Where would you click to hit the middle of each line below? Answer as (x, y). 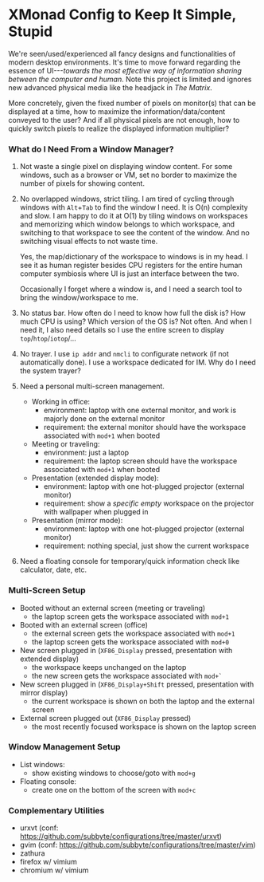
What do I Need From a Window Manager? (91, 149)
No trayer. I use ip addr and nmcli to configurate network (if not (124, 354)
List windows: (42, 764)
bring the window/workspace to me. (79, 297)
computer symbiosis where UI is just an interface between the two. (129, 274)
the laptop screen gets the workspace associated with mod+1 (130, 616)
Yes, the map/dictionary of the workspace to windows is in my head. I (134, 257)
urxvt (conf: (39, 828)
